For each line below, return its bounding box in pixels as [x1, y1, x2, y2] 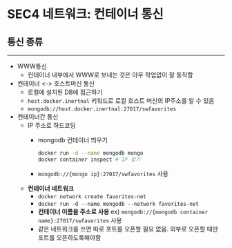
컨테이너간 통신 [17, 113, 59, 121]
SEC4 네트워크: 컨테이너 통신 [7, 6, 164, 22]
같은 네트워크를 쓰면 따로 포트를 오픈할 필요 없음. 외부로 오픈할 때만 [37, 225, 219, 233]
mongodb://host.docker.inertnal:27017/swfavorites [27, 106, 177, 113]
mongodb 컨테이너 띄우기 [37, 136, 108, 144]
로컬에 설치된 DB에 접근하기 [27, 88, 103, 96]
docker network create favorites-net [37, 193, 146, 200]
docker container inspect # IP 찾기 [37, 156, 141, 163]
